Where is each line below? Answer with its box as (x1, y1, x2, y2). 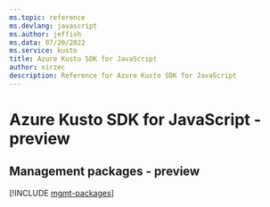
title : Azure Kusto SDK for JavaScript (9, 54, 158, 63)
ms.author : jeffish (9, 29, 82, 38)
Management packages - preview (9, 164, 200, 179)
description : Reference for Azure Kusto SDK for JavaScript (9, 71, 238, 80)
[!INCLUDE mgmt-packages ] (9, 187, 114, 198)
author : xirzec (9, 63, 66, 72)
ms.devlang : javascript (9, 21, 98, 30)
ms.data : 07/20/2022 (9, 37, 86, 47)
